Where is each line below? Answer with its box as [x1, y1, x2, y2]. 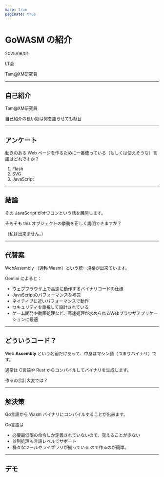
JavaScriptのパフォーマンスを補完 [12, 292, 81, 298]
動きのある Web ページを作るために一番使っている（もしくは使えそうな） [5, 150, 153, 156]
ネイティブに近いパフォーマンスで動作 [12, 298, 89, 304]
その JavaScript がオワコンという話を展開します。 [5, 210, 106, 216]
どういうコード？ [5, 337, 57, 345]
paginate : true [5, 12, 36, 17]
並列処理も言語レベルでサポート [12, 438, 77, 444]
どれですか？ [13, 156, 40, 162]
